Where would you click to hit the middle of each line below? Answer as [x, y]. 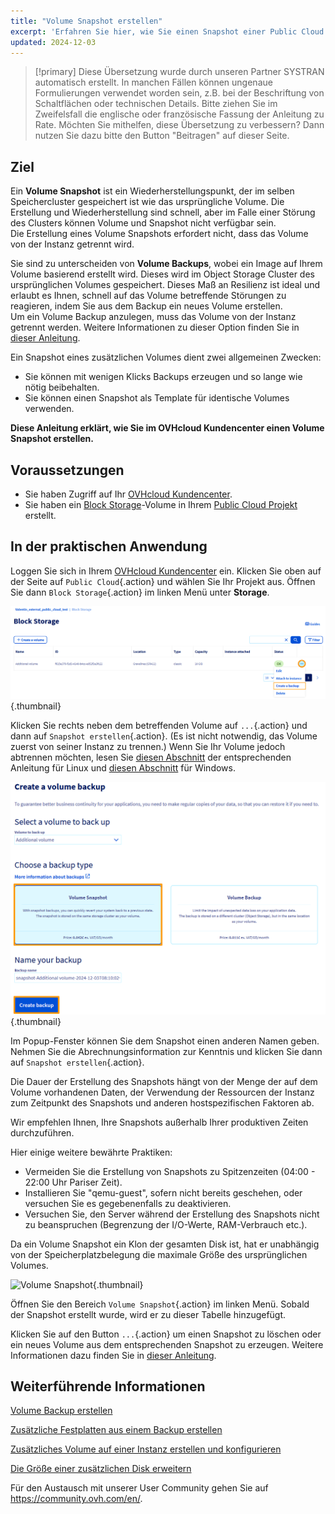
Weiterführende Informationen [108, 1386]
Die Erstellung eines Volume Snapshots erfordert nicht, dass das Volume [159, 234]
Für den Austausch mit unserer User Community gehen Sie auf [139, 1488]
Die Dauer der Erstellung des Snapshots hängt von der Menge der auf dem [164, 1081]
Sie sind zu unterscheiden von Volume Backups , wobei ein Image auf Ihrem [166, 264]
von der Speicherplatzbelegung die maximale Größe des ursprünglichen [159, 1254]
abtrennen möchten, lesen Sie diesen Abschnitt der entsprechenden [151, 757]
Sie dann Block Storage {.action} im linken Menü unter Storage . [140, 592]
